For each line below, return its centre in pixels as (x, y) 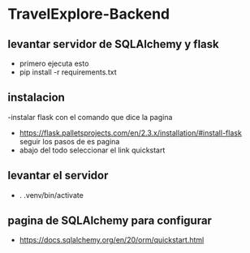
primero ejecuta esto (54, 63)
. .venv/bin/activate (52, 195)
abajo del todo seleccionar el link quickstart (92, 150)
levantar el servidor (58, 176)
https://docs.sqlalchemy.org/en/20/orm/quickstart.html (112, 240)
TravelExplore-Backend (89, 14)
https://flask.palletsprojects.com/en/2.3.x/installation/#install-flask (131, 133)
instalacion (37, 98)
